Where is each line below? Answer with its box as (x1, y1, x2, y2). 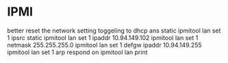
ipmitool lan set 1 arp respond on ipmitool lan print (7, 48, 149, 56)
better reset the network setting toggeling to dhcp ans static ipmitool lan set (7, 26, 221, 35)
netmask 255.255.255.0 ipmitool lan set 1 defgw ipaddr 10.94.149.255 (7, 41, 202, 49)
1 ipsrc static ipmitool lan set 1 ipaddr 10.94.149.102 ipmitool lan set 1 (7, 33, 199, 41)
